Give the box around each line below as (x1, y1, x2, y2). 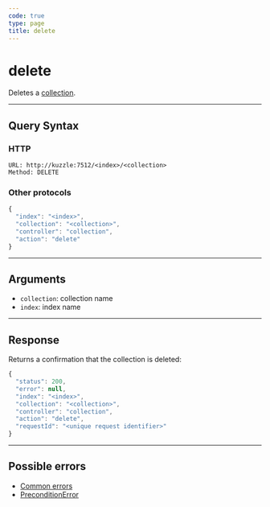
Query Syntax (8, 118, 80, 133)
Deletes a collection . (8, 88, 76, 97)
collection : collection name (19, 294, 113, 303)
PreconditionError (19, 489, 79, 499)
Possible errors (8, 460, 87, 473)
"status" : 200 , (15, 377, 67, 386)
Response (8, 333, 60, 347)
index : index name (19, 303, 81, 312)
